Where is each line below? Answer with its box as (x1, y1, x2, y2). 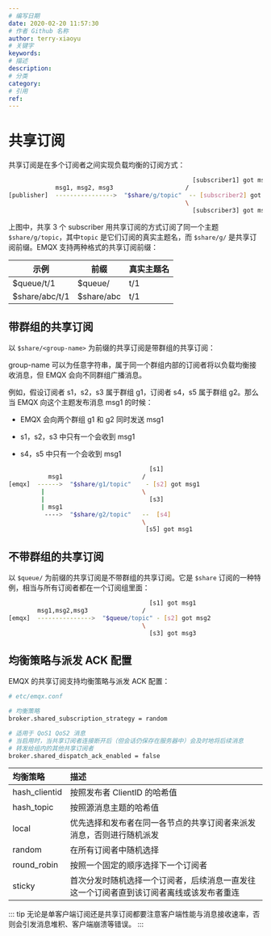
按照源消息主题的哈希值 (69, 802, 160, 813)
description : (8, 65, 52, 73)
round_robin (12, 859, 59, 871)
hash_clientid (12, 786, 63, 798)
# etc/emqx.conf (8, 693, 63, 701)
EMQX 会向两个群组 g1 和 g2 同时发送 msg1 (19, 415, 164, 424)
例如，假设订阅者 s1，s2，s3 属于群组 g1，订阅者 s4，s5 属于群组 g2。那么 (8, 387, 260, 397)
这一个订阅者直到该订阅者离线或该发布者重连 (69, 887, 240, 898)
